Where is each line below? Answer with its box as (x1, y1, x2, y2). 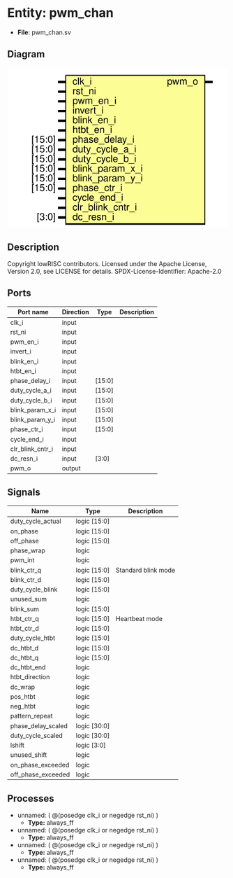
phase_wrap (10, 546, 45, 555)
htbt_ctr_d (10, 625, 40, 633)
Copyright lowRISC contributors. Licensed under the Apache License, (7, 260, 207, 268)
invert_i (10, 347, 31, 356)
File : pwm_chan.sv (17, 28, 72, 36)
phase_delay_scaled (10, 721, 68, 730)
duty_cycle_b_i (10, 396, 52, 404)
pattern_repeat (10, 712, 53, 720)
